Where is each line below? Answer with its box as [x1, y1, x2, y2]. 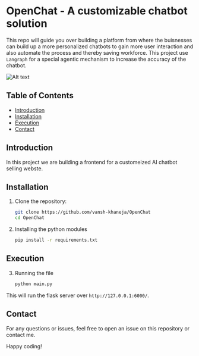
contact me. [6, 331, 36, 338]
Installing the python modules [14, 226, 87, 233]
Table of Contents [6, 90, 74, 101]
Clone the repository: [14, 198, 67, 205]
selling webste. [6, 165, 43, 172]
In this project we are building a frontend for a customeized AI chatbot [6, 158, 178, 165]
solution [6, 17, 48, 30]
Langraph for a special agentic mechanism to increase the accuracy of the [6, 55, 187, 63]
